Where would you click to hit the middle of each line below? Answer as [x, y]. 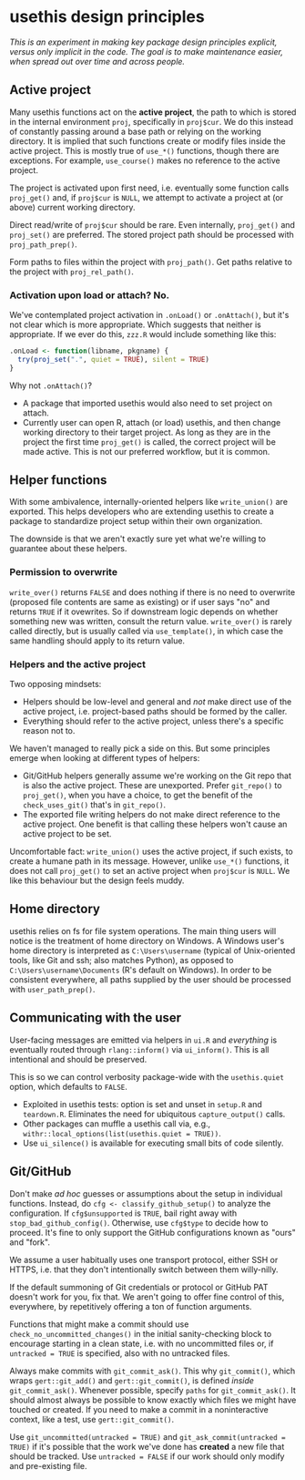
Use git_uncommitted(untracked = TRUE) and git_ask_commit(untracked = [147, 1436]
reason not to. [49, 731]
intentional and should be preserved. [78, 1059]
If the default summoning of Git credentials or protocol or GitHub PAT [139, 1287]
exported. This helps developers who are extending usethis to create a [142, 511]
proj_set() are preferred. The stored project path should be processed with [152, 234]
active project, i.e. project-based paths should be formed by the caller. [155, 712]
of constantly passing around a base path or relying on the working [136, 131]
